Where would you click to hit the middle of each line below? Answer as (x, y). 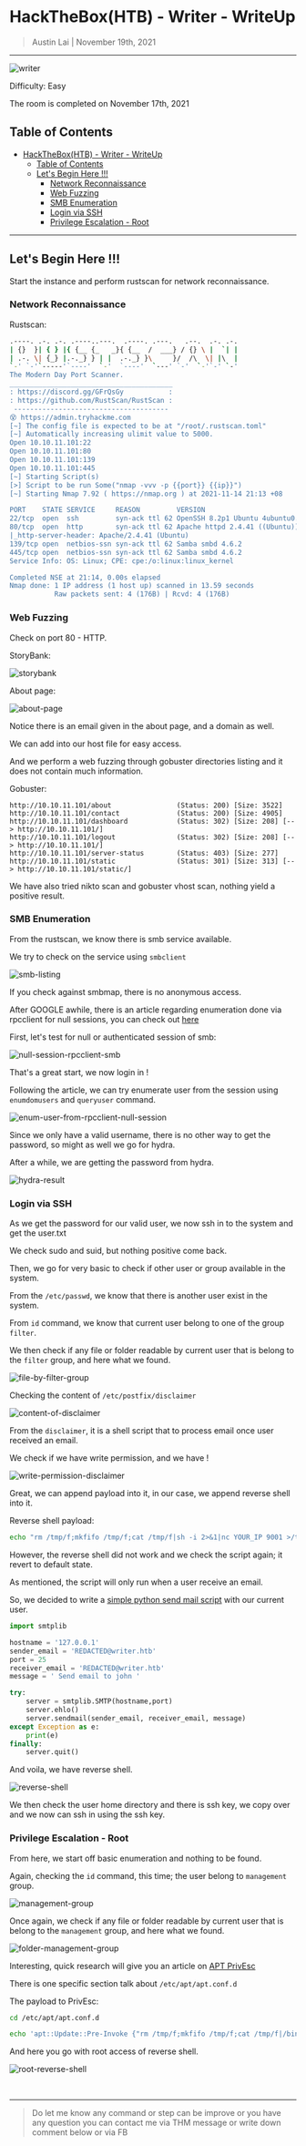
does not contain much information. (76, 771)
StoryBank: (31, 655)
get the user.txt (38, 1233)
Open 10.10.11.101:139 (52, 460)
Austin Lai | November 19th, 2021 (94, 42)
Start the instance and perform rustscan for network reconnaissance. (139, 281)
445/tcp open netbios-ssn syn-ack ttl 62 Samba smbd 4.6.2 (126, 552)
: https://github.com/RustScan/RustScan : (91, 400)
